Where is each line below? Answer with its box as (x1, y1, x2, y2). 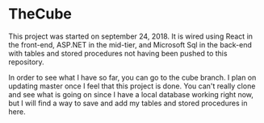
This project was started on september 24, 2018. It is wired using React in (8, 31, 253, 41)
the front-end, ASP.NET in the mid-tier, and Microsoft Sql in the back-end (8, 39, 252, 49)
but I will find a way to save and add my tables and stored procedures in (8, 98, 248, 108)
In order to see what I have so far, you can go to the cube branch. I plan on (8, 72, 257, 82)
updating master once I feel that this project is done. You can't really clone (8, 81, 256, 91)
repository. (8, 57, 44, 67)
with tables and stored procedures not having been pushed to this (8, 48, 228, 58)
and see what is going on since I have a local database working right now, (8, 89, 254, 99)
